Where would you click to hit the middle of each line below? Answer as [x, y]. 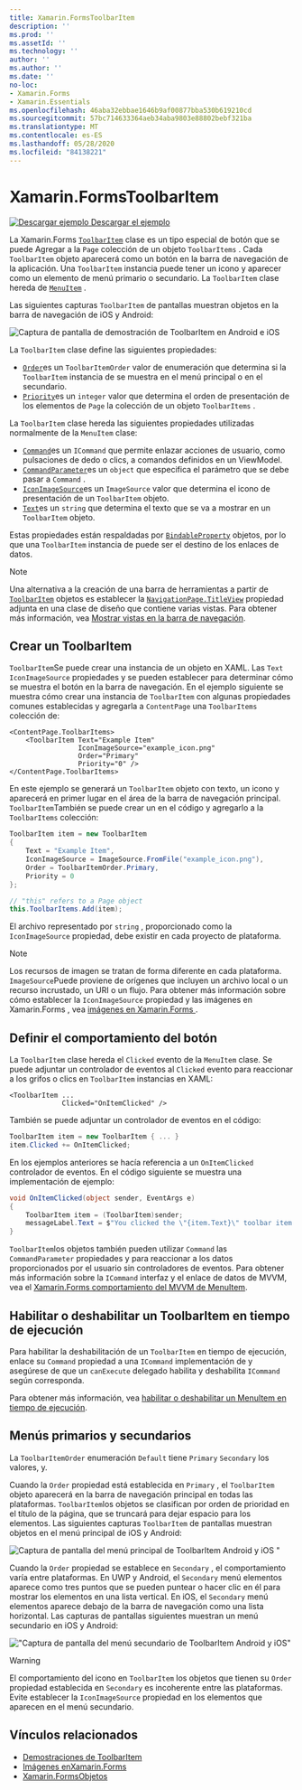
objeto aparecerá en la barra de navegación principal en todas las [132, 1494]
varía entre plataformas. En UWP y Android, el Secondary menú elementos [146, 1577]
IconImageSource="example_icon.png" [147, 748]
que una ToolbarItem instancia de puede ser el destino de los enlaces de [144, 544]
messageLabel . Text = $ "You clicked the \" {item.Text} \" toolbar [149, 1223]
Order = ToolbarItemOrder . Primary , [92, 867]
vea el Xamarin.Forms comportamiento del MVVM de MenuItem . [128, 1288]
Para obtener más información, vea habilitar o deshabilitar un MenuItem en [148, 1398]
